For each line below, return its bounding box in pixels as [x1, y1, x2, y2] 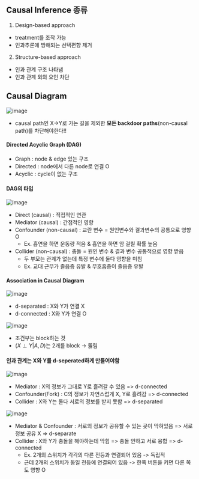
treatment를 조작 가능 [14, 34, 67, 41]
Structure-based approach [14, 53, 81, 61]
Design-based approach [14, 21, 76, 28]
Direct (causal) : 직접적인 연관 [14, 212, 87, 219]
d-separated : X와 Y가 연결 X [14, 302, 85, 310]
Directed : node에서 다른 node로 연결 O [14, 162, 110, 169]
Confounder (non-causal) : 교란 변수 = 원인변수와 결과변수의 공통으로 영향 [14, 227, 192, 234]
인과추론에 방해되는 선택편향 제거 [14, 41, 92, 49]
